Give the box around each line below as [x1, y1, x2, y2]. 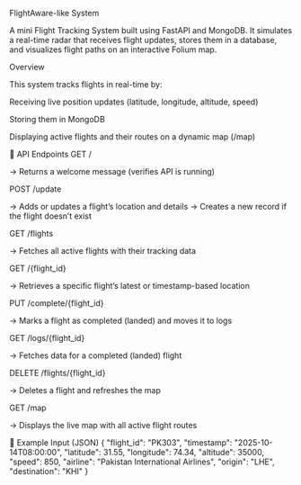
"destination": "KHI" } [9, 466, 89, 476]
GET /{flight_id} [9, 263, 67, 274]
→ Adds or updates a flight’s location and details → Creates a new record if [9, 202, 288, 211]
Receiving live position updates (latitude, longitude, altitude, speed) [9, 96, 259, 107]
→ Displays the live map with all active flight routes [9, 420, 198, 430]
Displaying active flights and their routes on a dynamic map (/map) [9, 131, 256, 142]
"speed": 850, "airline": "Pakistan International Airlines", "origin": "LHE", [9, 456, 276, 467]
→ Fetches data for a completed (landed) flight [9, 350, 182, 361]
